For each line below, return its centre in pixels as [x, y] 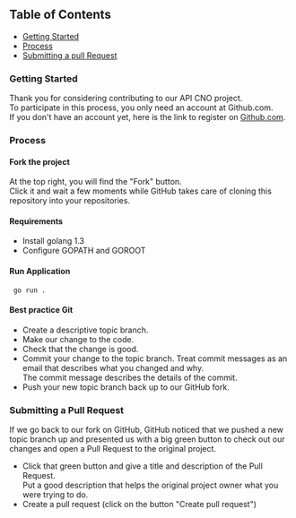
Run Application [40, 272]
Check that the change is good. [80, 349]
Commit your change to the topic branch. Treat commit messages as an [155, 358]
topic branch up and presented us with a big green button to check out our [147, 439]
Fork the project [39, 161]
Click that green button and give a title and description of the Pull [142, 466]
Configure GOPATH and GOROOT [84, 251]
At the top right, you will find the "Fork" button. [96, 182]
